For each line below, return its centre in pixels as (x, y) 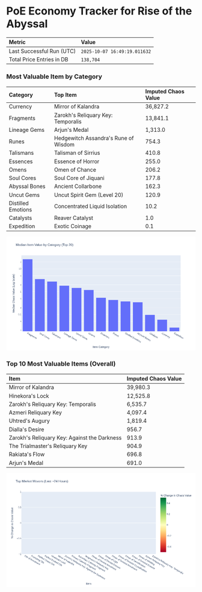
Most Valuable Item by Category (54, 76)
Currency (20, 107)
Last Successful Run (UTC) (42, 51)
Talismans (21, 153)
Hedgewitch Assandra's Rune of (94, 138)
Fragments (22, 118)
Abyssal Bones (27, 186)
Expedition (22, 226)
